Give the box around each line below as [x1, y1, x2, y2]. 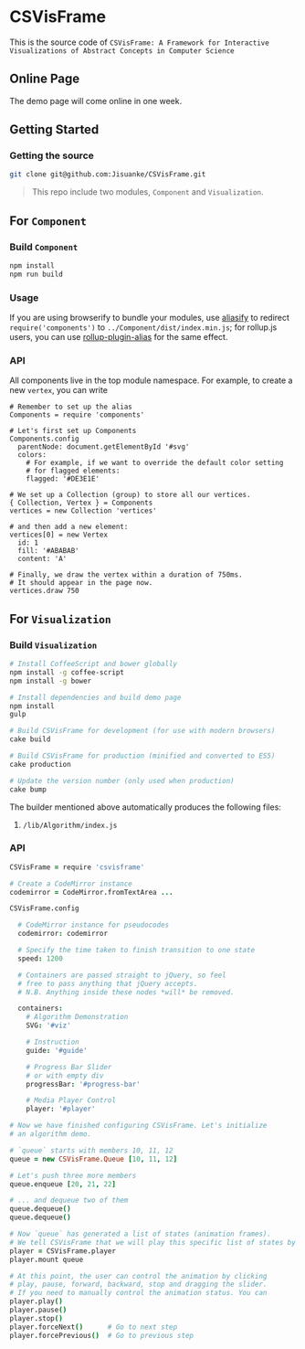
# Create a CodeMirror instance [9, 879, 132, 888]
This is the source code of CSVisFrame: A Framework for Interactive [9, 37, 269, 48]
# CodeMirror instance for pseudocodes [17, 920, 170, 929]
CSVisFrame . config [9, 904, 79, 913]
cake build [9, 735, 51, 744]
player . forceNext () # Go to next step [9, 1322, 178, 1332]
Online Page [9, 71, 80, 87]
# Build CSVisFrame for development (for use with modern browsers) [9, 727, 276, 736]
